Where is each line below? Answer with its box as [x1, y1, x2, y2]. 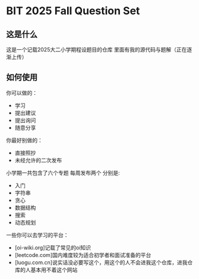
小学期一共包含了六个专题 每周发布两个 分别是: [6, 169, 120, 176]
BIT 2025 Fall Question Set [6, 4, 140, 18]
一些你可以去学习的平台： [6, 231, 69, 238]
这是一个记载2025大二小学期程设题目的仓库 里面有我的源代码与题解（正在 [6, 46, 187, 53]
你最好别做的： [6, 136, 43, 143]
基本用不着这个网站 [30, 266, 78, 273]
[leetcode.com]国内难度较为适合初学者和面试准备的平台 [14, 251, 151, 258]
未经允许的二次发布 [14, 156, 62, 163]
